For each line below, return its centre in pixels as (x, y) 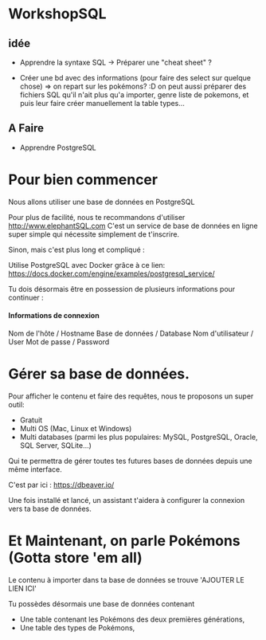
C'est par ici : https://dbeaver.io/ (61, 485)
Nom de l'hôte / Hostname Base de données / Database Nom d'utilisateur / (131, 333)
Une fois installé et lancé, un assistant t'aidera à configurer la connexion (127, 500)
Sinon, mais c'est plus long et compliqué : (76, 249)
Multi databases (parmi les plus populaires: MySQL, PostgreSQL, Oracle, (139, 437)
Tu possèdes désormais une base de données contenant (102, 603)
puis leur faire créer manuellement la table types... (102, 103)
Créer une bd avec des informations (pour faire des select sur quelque (135, 78)
